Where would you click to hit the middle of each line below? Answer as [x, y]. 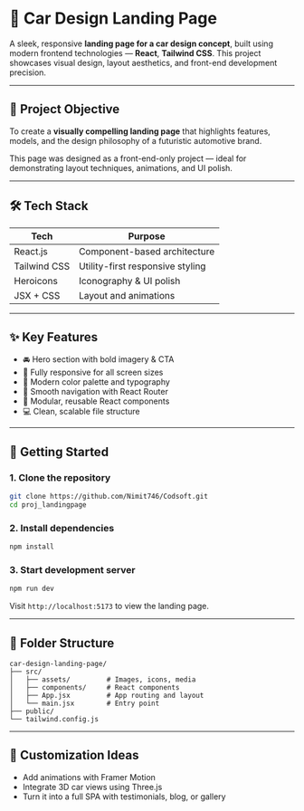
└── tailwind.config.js [54, 719]
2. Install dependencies [62, 528]
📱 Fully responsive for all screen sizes [93, 372]
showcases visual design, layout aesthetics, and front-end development [143, 62]
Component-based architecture [147, 251]
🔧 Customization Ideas [74, 755]
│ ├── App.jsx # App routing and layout [107, 695]
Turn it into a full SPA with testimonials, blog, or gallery [124, 797]
